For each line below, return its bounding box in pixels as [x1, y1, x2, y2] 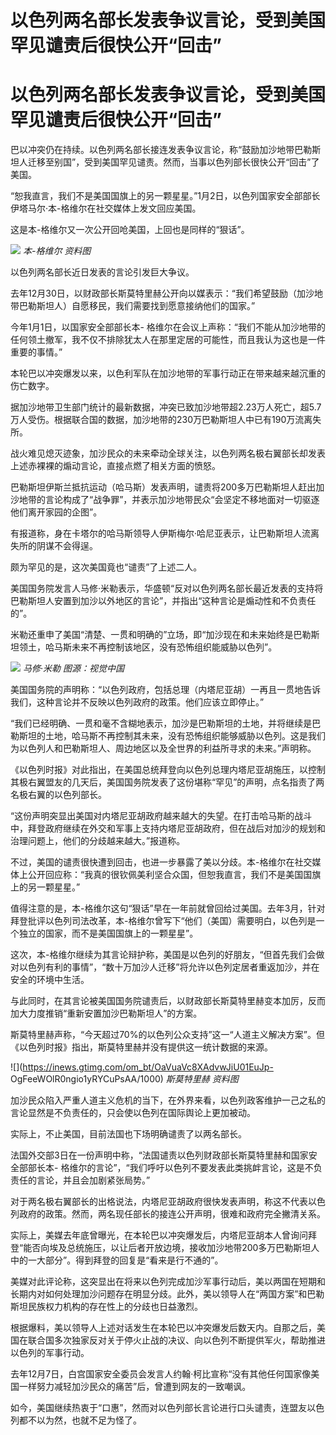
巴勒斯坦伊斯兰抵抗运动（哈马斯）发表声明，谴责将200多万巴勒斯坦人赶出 [10, 481, 317, 493]
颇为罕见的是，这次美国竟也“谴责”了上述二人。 [10, 561, 203, 573]
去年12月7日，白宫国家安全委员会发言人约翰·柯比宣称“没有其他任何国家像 [10, 1368, 312, 1380]
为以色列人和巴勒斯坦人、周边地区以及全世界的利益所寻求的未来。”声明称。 [10, 742, 317, 755]
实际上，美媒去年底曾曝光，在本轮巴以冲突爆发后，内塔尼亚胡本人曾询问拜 [10, 1229, 317, 1241]
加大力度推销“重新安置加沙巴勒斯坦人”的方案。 [10, 1007, 203, 1020]
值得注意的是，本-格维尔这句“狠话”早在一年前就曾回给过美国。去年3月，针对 [10, 902, 326, 915]
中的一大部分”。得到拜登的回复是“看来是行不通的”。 [10, 1254, 224, 1266]
